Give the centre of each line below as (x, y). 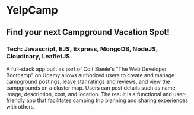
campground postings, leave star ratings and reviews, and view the (88, 81)
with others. (21, 106)
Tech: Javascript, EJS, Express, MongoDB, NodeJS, (82, 49)
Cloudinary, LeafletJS (38, 56)
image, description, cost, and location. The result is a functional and (89, 94)
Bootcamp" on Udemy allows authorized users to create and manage (90, 75)
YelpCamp (32, 10)
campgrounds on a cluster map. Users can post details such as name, (91, 88)
